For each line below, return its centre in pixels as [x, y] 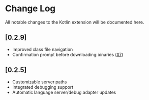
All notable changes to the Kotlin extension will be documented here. [74, 22]
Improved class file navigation [43, 49]
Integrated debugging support [43, 87]
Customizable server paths [40, 82]
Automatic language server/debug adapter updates [64, 92]
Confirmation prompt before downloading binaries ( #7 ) [68, 54]
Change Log [30, 9]
